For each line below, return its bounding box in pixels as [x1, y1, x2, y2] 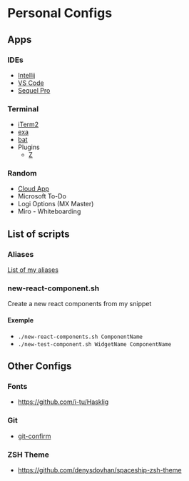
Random [7, 168, 37, 178]
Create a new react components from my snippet [7, 300, 152, 308]
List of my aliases [7, 265, 59, 274]
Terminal [7, 103, 39, 113]
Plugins [17, 143, 41, 151]
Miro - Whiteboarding [17, 207, 81, 216]
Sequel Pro [17, 86, 51, 94]
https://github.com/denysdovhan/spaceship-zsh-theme [17, 465, 182, 474]
